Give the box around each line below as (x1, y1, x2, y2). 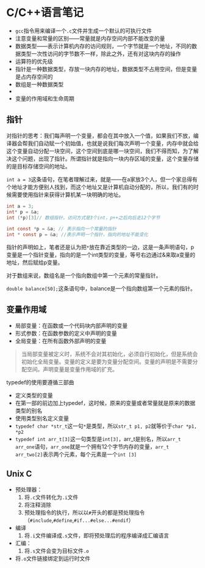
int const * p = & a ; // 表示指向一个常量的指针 (6, 226, 117, 232)
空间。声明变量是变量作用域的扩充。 (26, 365, 118, 373)
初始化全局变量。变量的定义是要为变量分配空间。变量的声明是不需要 (21, 358, 193, 365)
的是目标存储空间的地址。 (6, 162, 71, 170)
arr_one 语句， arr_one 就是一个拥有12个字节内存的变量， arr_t (15, 442, 170, 450)
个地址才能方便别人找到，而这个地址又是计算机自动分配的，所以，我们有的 (6, 183, 193, 191)
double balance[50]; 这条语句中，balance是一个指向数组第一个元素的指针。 (6, 285, 196, 292)
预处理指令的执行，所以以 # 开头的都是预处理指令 (24, 509, 145, 516)
